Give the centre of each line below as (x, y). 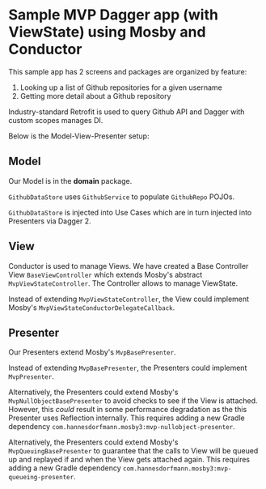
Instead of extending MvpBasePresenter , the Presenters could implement (128, 368)
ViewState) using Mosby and (107, 32)
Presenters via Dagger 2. (50, 221)
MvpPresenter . (31, 376)
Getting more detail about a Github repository (95, 96)
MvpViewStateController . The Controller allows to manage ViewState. (123, 283)
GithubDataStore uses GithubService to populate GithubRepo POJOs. (122, 197)
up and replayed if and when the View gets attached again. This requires (129, 460)
